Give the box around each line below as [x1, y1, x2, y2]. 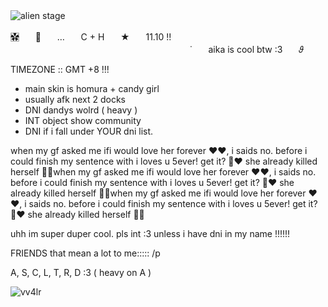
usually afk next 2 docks [24, 94, 126, 105]
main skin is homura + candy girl [24, 83, 160, 94]
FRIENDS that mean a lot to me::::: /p [10, 247, 161, 259]
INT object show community [24, 115, 142, 126]
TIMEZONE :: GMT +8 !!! [10, 64, 110, 75]
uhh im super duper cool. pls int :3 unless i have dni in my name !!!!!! [10, 228, 291, 239]
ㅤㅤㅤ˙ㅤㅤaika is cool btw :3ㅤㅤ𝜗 [165, 44, 304, 55]
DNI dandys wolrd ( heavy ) [24, 104, 138, 116]
